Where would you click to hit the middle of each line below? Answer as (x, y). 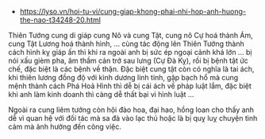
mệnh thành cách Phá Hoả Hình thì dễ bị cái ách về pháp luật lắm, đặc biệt (130, 86)
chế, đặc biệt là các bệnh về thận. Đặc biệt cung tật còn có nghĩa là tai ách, (131, 69)
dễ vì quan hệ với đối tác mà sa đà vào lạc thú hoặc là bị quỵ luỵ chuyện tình (133, 118)
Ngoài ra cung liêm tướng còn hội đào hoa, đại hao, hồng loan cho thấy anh (131, 110)
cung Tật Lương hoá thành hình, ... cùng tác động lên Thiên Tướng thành (126, 44)
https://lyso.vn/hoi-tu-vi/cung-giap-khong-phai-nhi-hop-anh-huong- (132, 12)
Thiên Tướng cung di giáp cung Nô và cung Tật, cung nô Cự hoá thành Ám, (131, 35)
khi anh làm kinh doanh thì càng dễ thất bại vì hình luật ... (101, 94)
